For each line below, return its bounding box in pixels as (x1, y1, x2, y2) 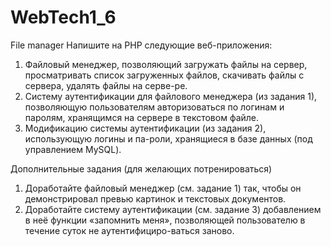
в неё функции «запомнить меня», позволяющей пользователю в (24, 214, 306, 226)
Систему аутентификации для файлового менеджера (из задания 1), (24, 90, 318, 102)
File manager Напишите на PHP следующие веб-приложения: (10, 39, 273, 51)
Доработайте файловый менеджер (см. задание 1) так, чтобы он (24, 182, 302, 194)
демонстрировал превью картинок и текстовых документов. (24, 192, 287, 205)
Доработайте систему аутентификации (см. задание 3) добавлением (24, 203, 322, 215)
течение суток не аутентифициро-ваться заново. (24, 224, 235, 236)
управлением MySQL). (24, 143, 122, 155)
